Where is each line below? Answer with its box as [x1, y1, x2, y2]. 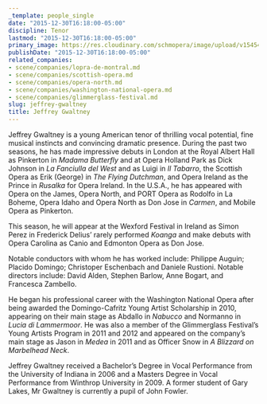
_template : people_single [8, 11, 94, 20]
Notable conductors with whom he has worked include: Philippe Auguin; [8, 254, 245, 263]
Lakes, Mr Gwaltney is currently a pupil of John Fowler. [8, 386, 188, 395]
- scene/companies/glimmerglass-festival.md [8, 93, 158, 101]
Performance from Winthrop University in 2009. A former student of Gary [8, 378, 249, 387]
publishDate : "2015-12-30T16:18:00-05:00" [8, 49, 151, 57]
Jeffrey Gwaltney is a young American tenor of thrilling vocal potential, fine [8, 130, 254, 139]
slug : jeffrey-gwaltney [8, 100, 87, 108]
